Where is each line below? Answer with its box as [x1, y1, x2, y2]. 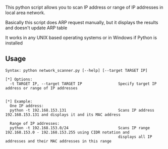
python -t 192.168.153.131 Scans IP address [10, 108, 155, 113]
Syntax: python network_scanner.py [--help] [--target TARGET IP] [5, 68, 148, 73]
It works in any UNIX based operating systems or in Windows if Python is [5, 35, 157, 40]
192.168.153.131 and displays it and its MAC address [5, 112, 121, 117]
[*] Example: [5, 98, 33, 104]
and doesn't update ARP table [5, 25, 68, 31]
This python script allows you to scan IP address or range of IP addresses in [5, 5, 163, 10]
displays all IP [118, 134, 152, 139]
